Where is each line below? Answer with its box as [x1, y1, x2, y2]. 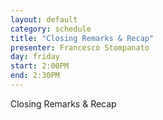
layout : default [10, 14, 78, 25]
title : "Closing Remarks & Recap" [10, 33, 155, 43]
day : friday [10, 52, 60, 62]
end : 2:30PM [10, 71, 60, 81]
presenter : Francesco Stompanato [10, 42, 150, 53]
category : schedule [10, 24, 92, 34]
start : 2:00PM [10, 61, 70, 71]
